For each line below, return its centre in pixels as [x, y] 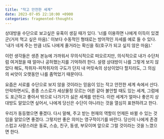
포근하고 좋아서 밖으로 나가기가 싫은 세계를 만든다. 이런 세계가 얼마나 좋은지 [82, 97]
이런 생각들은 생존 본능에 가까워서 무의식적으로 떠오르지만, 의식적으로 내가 [76, 56]
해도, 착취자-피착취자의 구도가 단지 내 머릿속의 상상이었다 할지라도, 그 [80, 68]
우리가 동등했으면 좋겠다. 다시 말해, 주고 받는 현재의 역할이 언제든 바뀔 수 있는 [79, 114]
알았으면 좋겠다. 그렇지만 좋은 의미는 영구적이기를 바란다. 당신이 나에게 [81, 119]
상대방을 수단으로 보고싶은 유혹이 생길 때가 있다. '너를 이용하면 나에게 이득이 [78, 33]
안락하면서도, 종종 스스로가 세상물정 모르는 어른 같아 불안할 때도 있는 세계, [75, 91]
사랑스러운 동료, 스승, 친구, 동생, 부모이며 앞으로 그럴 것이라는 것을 [81, 126]
